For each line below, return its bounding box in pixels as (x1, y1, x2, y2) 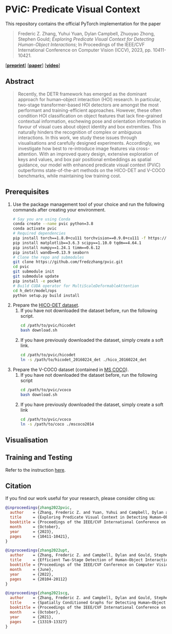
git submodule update (12, 274, 59, 279)
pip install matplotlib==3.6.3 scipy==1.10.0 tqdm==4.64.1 (12, 240, 142, 245)
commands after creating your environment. (12, 206, 106, 213)
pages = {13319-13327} (10, 619, 68, 624)
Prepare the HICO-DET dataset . (12, 302, 79, 309)
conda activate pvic (12, 226, 57, 232)
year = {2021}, (10, 614, 54, 620)
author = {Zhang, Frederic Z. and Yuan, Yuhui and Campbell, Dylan (10, 510, 164, 515)
